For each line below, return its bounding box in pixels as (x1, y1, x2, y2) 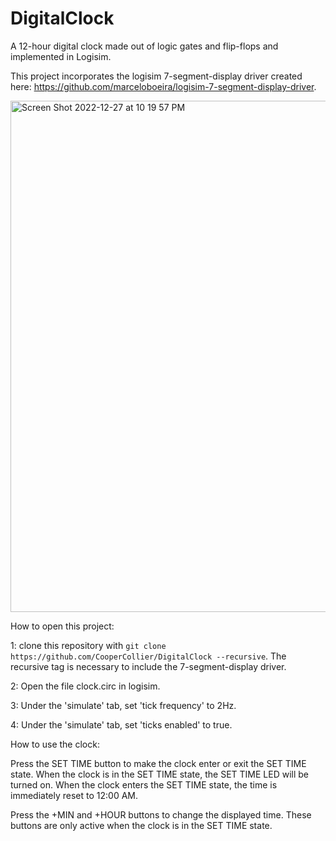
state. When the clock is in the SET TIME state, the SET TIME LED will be (10, 768, 309, 780)
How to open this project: (10, 620, 115, 632)
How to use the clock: (10, 738, 100, 750)
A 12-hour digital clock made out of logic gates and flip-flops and (10, 40, 279, 52)
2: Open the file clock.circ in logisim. (10, 680, 161, 692)
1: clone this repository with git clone (10, 639, 167, 651)
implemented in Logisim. (10, 50, 112, 62)
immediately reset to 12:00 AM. (10, 789, 139, 801)
